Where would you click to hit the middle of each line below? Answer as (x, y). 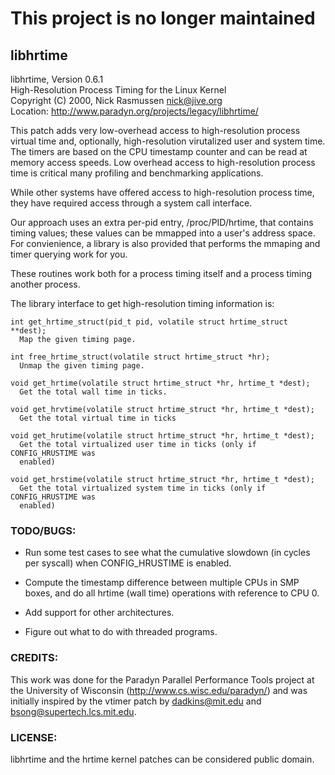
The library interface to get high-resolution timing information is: (142, 303)
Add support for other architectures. (99, 613)
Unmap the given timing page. (82, 366)
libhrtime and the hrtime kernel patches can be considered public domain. (162, 759)
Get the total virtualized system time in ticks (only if (143, 488)
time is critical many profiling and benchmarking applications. (137, 173)
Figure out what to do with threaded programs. (121, 632)
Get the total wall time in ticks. (93, 392)
